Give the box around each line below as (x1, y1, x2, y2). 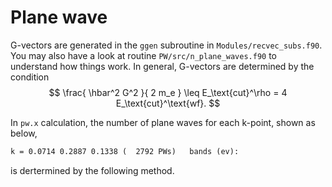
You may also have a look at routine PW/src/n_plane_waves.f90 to (10, 49, 277, 61)
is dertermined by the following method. (10, 164, 175, 176)
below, (10, 127, 38, 139)
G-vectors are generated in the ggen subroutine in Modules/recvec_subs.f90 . (10, 39, 323, 51)
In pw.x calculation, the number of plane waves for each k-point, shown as (10, 116, 316, 128)
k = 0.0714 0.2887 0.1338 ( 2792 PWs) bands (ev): (10, 146, 240, 156)
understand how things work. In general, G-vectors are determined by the (10, 60, 315, 72)
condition (10, 71, 50, 83)
